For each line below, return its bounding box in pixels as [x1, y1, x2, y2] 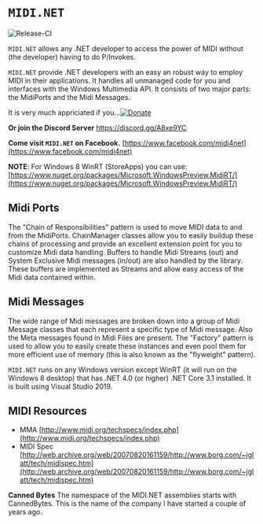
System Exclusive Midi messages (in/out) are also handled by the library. [8, 256, 243, 265]
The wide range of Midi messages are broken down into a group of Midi [8, 316, 240, 326]
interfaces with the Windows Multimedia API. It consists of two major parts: [8, 84, 251, 94]
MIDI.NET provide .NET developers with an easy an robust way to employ [8, 67, 243, 76]
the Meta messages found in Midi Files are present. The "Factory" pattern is [8, 333, 254, 342]
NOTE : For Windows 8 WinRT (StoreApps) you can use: [8, 161, 188, 171]
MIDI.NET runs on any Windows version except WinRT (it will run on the [8, 364, 237, 375]
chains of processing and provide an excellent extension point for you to [8, 238, 242, 249]
